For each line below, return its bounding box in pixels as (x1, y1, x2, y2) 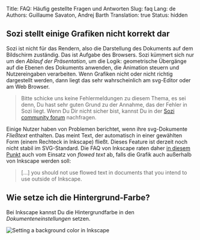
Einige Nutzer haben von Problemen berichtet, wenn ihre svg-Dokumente (6, 125, 188, 133)
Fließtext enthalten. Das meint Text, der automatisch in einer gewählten (6, 131, 183, 139)
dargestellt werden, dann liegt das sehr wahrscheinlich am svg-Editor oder (6, 76, 191, 83)
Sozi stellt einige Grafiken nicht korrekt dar (6, 29, 170, 39)
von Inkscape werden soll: (6, 157, 71, 164)
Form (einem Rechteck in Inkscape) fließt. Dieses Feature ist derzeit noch (6, 138, 188, 145)
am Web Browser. (6, 83, 50, 90)
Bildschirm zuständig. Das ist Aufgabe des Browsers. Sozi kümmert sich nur (6, 51, 195, 58)
